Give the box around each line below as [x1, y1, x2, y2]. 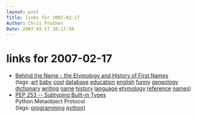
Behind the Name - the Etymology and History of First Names [15, 72, 169, 79]
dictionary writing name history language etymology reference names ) [15, 85, 192, 92]
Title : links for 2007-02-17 [6, 15, 80, 21]
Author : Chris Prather [6, 20, 64, 26]
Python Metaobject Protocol [15, 98, 85, 105]
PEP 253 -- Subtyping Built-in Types [15, 92, 106, 99]
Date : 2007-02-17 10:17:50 [6, 25, 75, 32]
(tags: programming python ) [15, 104, 86, 112]
